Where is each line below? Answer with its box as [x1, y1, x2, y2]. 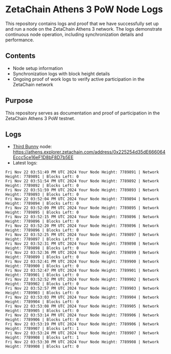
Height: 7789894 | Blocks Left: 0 [5, 201, 79, 206]
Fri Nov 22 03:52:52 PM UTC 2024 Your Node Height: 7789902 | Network [5, 277, 159, 282]
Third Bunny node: [12, 144, 52, 150]
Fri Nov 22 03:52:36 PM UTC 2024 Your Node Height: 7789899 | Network [5, 250, 159, 255]
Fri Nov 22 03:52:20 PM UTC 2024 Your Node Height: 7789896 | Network [5, 223, 159, 228]
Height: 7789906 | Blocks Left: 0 [5, 317, 79, 322]
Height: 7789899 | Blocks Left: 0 [5, 254, 79, 260]
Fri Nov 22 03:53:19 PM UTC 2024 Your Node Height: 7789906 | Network [5, 322, 159, 327]
